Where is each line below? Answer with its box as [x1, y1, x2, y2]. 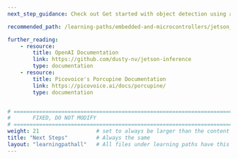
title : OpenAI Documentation [33, 49, 119, 57]
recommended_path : [7, 23, 62, 31]
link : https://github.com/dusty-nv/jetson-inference [33, 56, 192, 63]
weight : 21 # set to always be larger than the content [7, 128, 230, 135]
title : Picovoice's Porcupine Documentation [33, 75, 166, 82]
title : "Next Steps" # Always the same [7, 134, 151, 141]
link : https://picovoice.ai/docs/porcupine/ [33, 82, 166, 89]
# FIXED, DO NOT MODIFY [7, 114, 97, 121]
